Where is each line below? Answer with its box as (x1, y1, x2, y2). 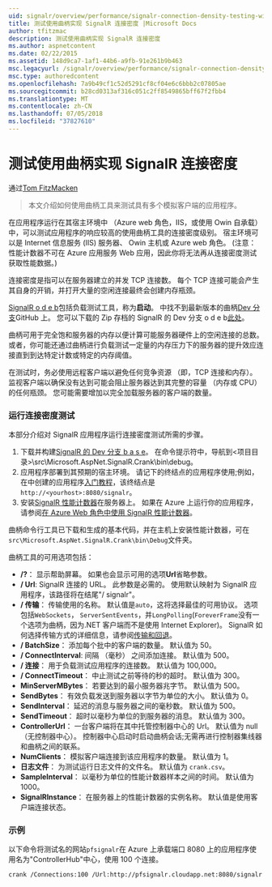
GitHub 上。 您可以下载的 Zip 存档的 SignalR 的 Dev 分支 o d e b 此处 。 (15, 313, 249, 322)
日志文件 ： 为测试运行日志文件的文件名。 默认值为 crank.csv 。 (19, 762, 230, 772)
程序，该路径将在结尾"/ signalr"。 (27, 590, 139, 599)
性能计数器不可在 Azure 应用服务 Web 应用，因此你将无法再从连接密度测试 (8, 248, 257, 258)
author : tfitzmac (8, 27, 67, 35)
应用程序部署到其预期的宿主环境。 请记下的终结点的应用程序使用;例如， (19, 467, 259, 477)
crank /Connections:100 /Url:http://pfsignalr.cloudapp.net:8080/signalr (8, 871, 263, 879)
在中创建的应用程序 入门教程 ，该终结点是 (19, 477, 155, 487)
